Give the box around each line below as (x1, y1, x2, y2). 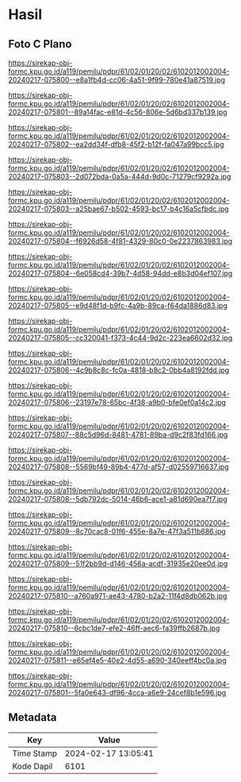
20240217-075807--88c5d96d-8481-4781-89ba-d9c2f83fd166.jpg (8, 430, 228, 439)
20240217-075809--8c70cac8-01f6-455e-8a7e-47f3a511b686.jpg (8, 526, 226, 536)
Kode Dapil (12, 761, 53, 772)
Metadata (8, 711, 57, 724)
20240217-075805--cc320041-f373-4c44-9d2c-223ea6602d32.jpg (8, 333, 233, 342)
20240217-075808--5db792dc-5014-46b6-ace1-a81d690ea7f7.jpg (8, 495, 228, 503)
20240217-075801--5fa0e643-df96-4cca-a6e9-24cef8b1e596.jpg (8, 688, 227, 697)
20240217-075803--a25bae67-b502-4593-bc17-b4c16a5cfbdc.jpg (8, 204, 229, 214)
